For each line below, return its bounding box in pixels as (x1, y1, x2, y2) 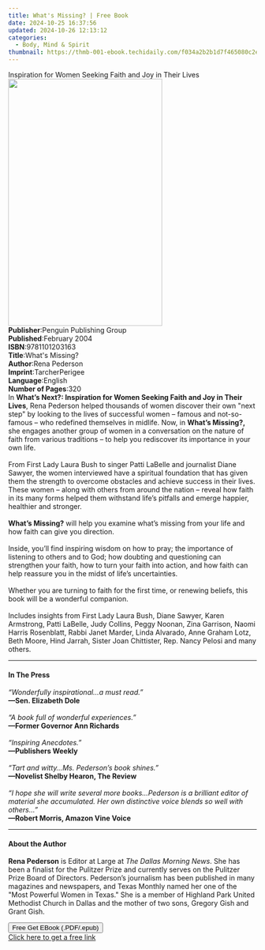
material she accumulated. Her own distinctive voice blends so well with (8, 797, 243, 806)
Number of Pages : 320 (8, 384, 81, 394)
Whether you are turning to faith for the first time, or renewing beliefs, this (8, 586, 248, 595)
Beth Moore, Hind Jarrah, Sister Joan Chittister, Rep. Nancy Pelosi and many (8, 636, 256, 645)
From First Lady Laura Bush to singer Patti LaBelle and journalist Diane (8, 460, 237, 469)
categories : (8, 33, 47, 42)
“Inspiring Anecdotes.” (8, 738, 82, 748)
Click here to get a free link (8, 933, 96, 942)
